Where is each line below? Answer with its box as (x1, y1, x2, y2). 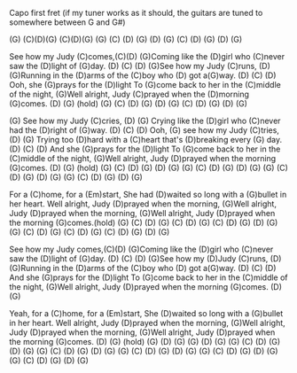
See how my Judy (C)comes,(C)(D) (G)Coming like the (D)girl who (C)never (9, 51, 285, 61)
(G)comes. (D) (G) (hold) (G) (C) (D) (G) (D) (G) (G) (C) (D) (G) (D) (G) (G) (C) (9, 163, 288, 173)
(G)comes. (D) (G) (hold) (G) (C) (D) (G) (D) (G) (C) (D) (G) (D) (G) (9, 98, 248, 109)
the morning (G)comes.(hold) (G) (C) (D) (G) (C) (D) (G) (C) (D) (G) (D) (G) (9, 217, 278, 228)
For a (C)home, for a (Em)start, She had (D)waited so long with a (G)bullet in (9, 190, 287, 199)
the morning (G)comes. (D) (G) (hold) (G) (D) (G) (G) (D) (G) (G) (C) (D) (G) (9, 337, 281, 346)
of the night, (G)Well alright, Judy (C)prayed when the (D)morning (9, 89, 250, 99)
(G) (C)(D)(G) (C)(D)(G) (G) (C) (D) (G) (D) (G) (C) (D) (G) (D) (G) (9, 35, 243, 44)
